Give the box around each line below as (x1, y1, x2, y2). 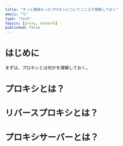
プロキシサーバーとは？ (5, 132, 99, 143)
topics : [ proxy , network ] (5, 20, 57, 26)
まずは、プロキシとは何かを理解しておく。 (5, 65, 90, 71)
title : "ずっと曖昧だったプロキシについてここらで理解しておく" (5, 7, 119, 12)
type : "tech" (5, 16, 32, 21)
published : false (5, 25, 40, 30)
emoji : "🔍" (5, 12, 28, 17)
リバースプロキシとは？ (5, 108, 99, 119)
